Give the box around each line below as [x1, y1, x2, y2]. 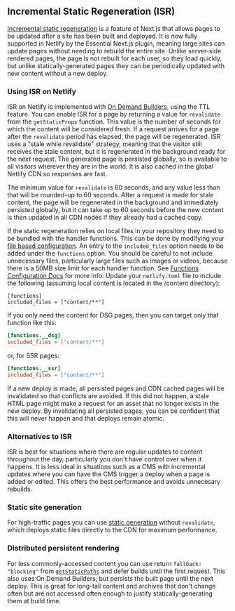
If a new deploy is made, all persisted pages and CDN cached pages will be [7, 384, 225, 393]
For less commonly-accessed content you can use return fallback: [7, 559, 202, 567]
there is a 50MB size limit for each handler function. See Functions [7, 264, 199, 272]
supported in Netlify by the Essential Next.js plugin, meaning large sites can [7, 39, 225, 48]
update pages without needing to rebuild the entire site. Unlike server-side [7, 46, 222, 55]
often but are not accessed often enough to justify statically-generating [7, 589, 213, 598]
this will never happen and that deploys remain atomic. [7, 414, 165, 422]
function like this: [7, 319, 57, 327]
